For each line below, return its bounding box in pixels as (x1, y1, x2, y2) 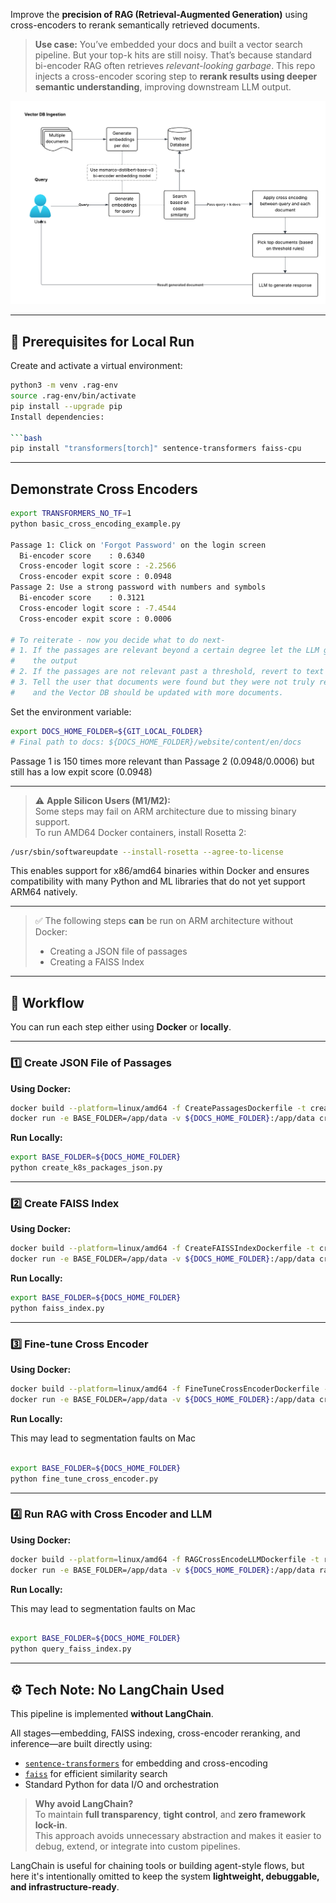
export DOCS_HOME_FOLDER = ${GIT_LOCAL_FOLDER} (10, 726, 203, 736)
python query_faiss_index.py (10, 1644, 132, 1654)
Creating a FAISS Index (49, 956, 145, 968)
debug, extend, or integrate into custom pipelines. (34, 1840, 241, 1853)
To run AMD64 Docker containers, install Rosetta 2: (34, 826, 247, 838)
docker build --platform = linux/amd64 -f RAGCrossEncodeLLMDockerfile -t (10, 1554, 320, 1564)
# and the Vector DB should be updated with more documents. (10, 687, 284, 698)
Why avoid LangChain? (34, 1798, 134, 1810)
